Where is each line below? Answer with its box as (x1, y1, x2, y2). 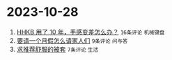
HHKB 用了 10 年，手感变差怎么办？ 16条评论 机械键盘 (16, 28, 165, 36)
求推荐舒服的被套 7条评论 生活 (16, 45, 99, 53)
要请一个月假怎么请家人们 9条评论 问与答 (16, 36, 128, 45)
